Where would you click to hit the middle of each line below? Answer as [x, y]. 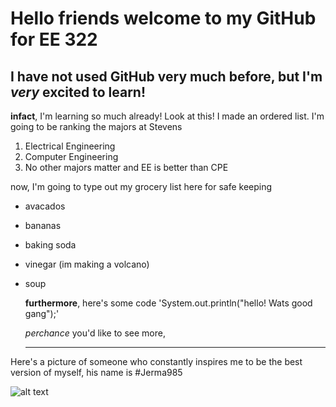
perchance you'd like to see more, [95, 333]
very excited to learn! [78, 92]
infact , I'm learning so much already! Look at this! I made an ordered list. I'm [167, 116]
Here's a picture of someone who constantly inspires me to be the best [156, 361]
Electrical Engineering [70, 146]
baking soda [50, 245]
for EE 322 [54, 39]
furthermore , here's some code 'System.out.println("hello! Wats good [168, 303]
